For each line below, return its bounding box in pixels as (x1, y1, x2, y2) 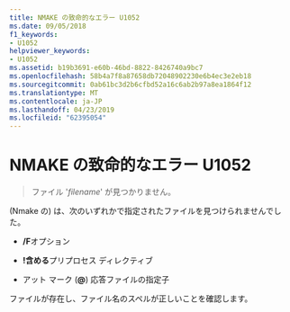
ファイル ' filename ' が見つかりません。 (31, 186, 176, 198)
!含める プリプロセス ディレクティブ (22, 255, 153, 266)
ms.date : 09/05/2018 (9, 22, 87, 31)
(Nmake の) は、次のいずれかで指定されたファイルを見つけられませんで (9, 206, 275, 217)
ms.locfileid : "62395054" (9, 113, 106, 122)
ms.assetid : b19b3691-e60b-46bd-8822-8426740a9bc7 (9, 64, 204, 73)
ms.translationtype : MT (9, 88, 99, 97)
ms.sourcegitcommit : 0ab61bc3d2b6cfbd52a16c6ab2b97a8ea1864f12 (9, 80, 252, 89)
